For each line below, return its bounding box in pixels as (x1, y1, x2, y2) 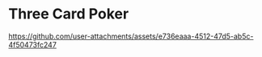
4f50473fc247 (8, 39, 57, 49)
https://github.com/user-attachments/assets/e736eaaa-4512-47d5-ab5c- (8, 31, 254, 41)
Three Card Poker (8, 5, 129, 23)
